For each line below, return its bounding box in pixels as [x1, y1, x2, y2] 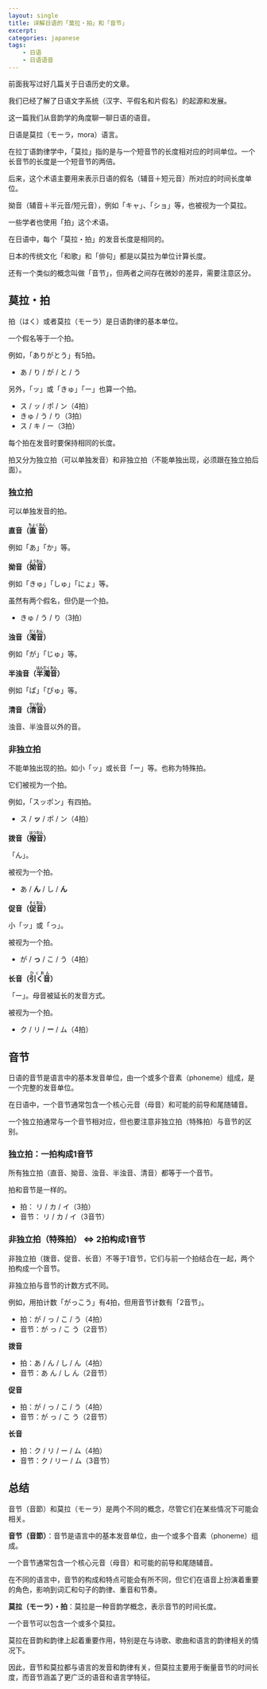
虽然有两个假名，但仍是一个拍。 [8, 595, 113, 605]
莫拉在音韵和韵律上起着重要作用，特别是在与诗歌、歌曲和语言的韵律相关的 [8, 1635, 252, 1645]
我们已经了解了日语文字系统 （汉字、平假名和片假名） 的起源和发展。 [8, 96, 231, 105]
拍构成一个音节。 [8, 1264, 64, 1273]
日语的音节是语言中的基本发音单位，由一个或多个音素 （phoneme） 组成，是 [8, 1073, 256, 1083]
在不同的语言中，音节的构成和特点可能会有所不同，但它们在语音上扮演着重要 [8, 1574, 259, 1584]
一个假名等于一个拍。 [8, 333, 78, 343]
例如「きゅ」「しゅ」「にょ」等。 [8, 578, 113, 588]
